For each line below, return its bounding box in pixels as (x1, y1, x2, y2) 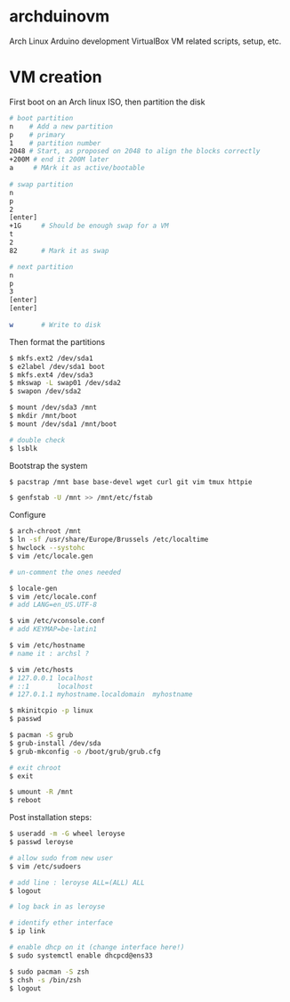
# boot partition (9, 113, 74, 122)
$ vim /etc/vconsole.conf (9, 617, 105, 626)
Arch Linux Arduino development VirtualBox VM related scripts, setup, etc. (9, 36, 282, 46)
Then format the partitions (9, 336, 105, 347)
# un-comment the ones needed (9, 568, 122, 577)
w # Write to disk (9, 320, 101, 329)
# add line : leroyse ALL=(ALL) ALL (9, 878, 145, 887)
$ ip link (9, 927, 46, 936)
